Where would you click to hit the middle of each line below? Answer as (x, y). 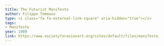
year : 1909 (16, 32)
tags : (10, 23)
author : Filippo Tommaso (30, 14)
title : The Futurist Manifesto (37, 9)
